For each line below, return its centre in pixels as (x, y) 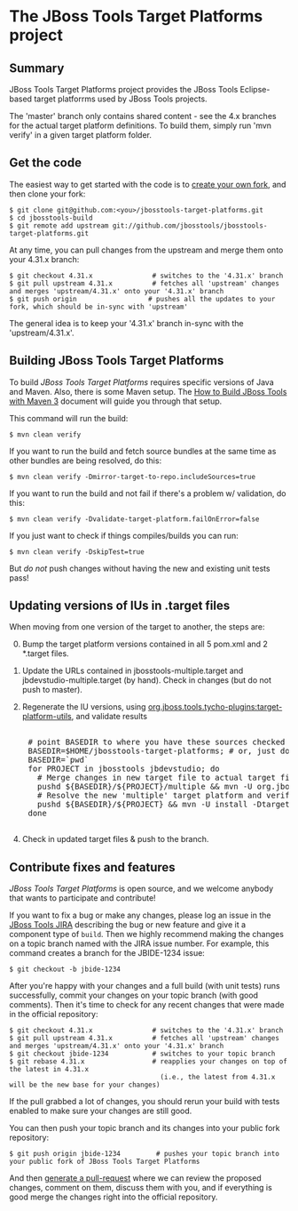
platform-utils (47, 717)
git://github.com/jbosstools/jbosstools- (190, 225)
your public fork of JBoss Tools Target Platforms (105, 1162)
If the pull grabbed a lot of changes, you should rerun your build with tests (145, 1102)
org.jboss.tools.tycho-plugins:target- (215, 707)
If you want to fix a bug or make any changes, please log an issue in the (140, 915)
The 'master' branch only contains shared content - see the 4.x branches (143, 116)
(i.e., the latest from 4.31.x (218, 1078)
